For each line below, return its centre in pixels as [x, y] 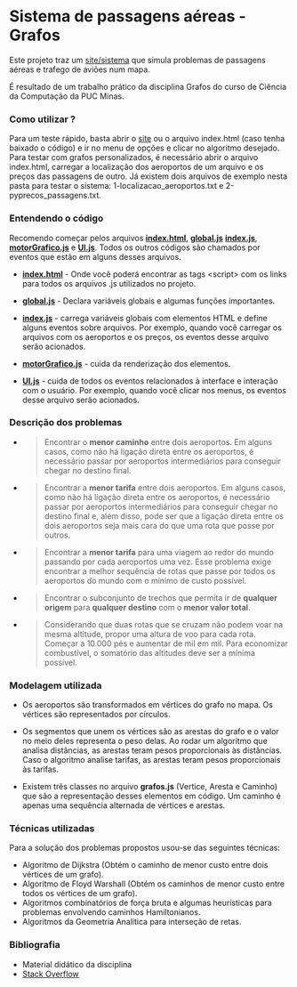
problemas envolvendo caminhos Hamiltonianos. [111, 912]
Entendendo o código [56, 218]
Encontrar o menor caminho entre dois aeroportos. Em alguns [158, 441]
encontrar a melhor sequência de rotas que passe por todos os [160, 570]
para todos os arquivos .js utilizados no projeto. [109, 283]
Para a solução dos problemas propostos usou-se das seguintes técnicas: [145, 848]
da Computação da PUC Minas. [67, 96]
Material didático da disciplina [77, 964]
